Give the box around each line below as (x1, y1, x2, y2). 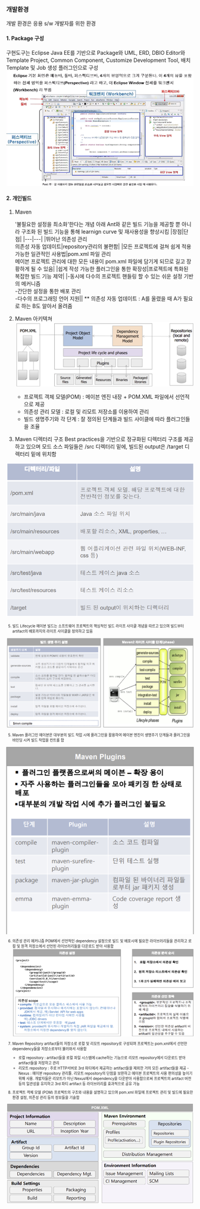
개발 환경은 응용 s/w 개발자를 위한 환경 (6, 20, 96, 27)
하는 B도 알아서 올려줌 (21, 302, 73, 309)
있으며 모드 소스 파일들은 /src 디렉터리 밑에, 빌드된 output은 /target (26, 443, 183, 450)
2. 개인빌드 (6, 195, 32, 202)
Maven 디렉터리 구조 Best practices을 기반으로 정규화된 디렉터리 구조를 (14, 436, 183, 443)
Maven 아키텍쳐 (14, 315, 52, 322)
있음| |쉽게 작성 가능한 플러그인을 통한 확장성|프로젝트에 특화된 (43, 265, 189, 272)
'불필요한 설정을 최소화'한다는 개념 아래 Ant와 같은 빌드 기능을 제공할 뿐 (14, 220, 180, 227)
